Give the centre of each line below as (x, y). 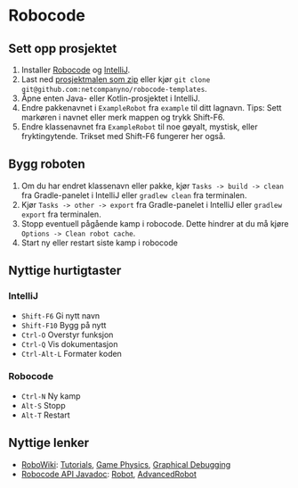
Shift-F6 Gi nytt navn (60, 315)
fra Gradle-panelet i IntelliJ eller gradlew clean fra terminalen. (134, 195)
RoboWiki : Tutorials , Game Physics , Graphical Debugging (126, 464)
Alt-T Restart (45, 415)
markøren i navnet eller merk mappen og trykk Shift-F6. (123, 117)
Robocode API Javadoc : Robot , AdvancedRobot (109, 474)
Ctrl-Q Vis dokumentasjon (69, 343)
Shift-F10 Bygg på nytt (64, 325)
